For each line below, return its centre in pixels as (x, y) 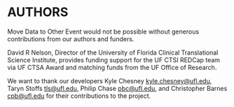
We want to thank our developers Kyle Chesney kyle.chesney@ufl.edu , (110, 80)
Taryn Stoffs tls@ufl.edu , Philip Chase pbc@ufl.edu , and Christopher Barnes (117, 88)
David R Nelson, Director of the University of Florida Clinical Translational (113, 52)
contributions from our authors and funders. (71, 38)
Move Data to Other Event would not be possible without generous (103, 31)
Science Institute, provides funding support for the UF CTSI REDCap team (114, 59)
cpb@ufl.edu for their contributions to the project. (79, 96)
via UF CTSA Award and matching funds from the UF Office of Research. (112, 67)
